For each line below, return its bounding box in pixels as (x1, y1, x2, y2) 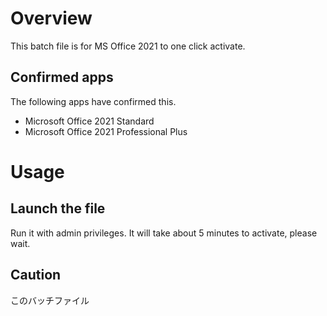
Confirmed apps (10, 69, 114, 86)
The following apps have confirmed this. (10, 95, 177, 107)
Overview (10, 7, 93, 30)
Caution (10, 267, 62, 284)
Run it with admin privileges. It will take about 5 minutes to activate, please (10, 227, 318, 239)
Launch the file (10, 200, 106, 217)
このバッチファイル (10, 294, 90, 306)
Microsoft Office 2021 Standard (24, 115, 155, 127)
